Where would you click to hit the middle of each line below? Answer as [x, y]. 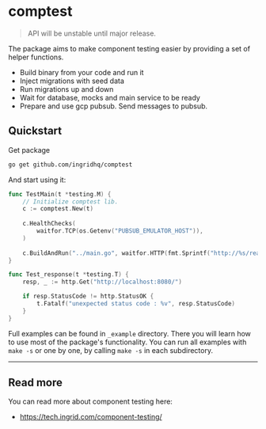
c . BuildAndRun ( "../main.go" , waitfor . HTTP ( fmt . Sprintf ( [117, 253]
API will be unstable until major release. [92, 33]
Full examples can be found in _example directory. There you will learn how [130, 333]
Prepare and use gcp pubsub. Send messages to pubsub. [114, 106]
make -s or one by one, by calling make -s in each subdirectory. [111, 350]
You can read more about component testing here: [90, 401]
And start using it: [37, 180]
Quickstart [35, 131]
